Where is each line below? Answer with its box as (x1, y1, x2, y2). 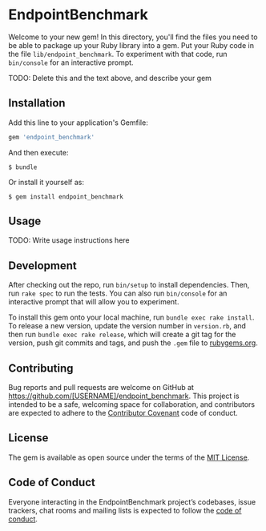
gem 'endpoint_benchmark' (8, 133, 95, 141)
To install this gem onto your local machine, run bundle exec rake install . (8, 312, 255, 322)
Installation (8, 96, 66, 110)
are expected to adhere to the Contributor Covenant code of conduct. (8, 408, 238, 418)
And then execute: (8, 147, 69, 157)
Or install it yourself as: (8, 177, 84, 187)
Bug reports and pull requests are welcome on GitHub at (8, 383, 195, 392)
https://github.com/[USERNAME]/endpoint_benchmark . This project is (8, 391, 240, 401)
